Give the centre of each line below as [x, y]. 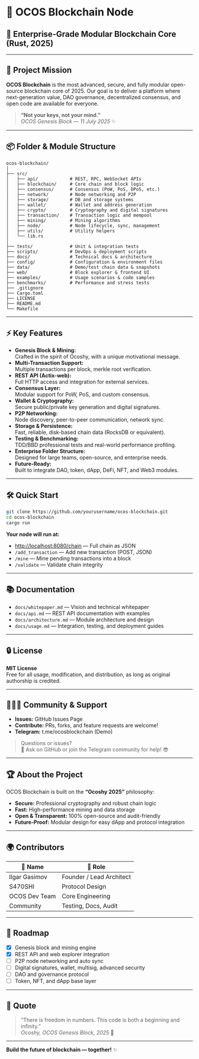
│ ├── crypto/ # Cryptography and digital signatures [87, 210]
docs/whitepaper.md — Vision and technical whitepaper [82, 607]
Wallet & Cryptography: [44, 401]
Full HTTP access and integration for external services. [82, 382]
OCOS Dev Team [33, 896]
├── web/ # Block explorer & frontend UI [78, 272]
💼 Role [96, 867]
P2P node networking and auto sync [59, 960]
